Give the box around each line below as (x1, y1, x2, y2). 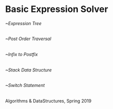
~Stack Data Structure (5, 66, 52, 73)
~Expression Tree (5, 20, 42, 26)
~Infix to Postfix (5, 51, 38, 57)
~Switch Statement (5, 82, 45, 88)
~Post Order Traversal (5, 36, 52, 42)
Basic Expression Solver (5, 3, 108, 15)
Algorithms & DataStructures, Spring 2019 (5, 97, 92, 103)
